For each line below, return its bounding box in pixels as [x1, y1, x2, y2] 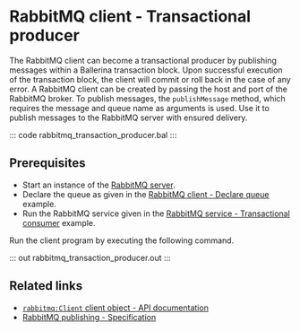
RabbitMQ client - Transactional [9, 6, 252, 27]
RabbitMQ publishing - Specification [21, 311, 157, 322]
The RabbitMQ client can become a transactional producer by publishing [9, 55, 278, 65]
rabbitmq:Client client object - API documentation [21, 302, 209, 313]
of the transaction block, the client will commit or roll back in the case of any [9, 74, 291, 84]
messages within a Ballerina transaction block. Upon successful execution [9, 65, 284, 75]
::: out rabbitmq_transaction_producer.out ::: [9, 252, 172, 263]
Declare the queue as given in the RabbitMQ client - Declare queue [21, 188, 270, 199]
